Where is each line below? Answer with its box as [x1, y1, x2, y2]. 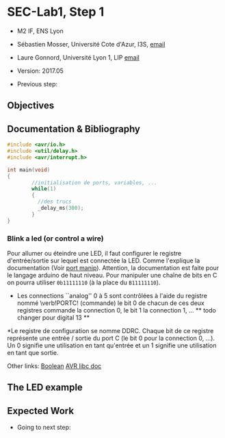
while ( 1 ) [31, 186, 57, 193]
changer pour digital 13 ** [16, 313, 90, 321]
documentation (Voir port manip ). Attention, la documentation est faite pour [7, 263, 220, 271]
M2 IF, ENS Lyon [16, 27, 64, 35]
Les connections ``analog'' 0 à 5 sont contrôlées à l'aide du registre [16, 291, 207, 300]
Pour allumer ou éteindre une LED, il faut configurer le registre [7, 249, 182, 257]
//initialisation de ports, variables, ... [31, 179, 157, 186]
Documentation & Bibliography [7, 123, 141, 134]
